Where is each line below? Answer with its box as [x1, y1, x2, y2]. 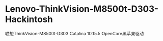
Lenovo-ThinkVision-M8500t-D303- [5, 3, 159, 15]
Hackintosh [5, 14, 53, 25]
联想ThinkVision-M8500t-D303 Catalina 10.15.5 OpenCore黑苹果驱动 [5, 30, 144, 36]
